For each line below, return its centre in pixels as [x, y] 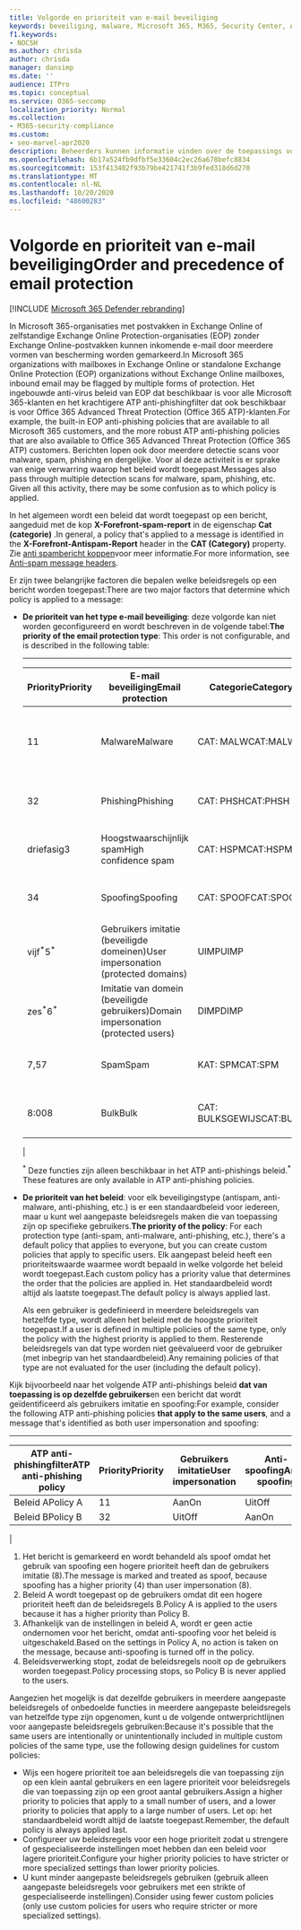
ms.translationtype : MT [54, 176]
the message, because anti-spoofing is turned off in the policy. [138, 1652]
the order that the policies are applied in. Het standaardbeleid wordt [147, 1284]
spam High [123, 849]
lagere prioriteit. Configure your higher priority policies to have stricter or [155, 1858]
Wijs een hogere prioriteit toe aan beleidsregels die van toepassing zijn [153, 1773]
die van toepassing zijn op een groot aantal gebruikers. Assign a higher [153, 1792]
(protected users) [138, 1033]
